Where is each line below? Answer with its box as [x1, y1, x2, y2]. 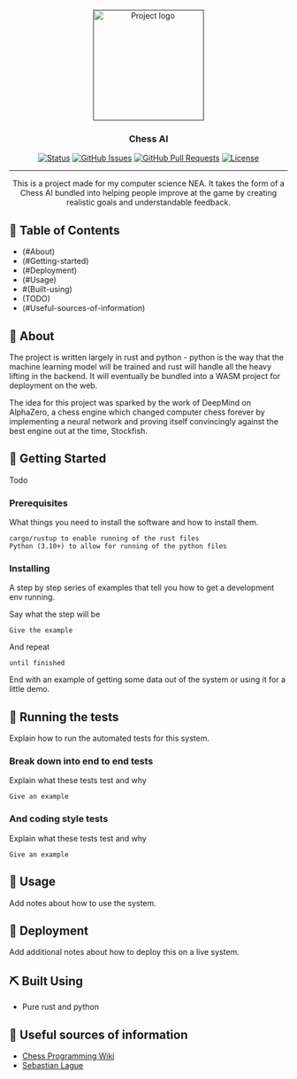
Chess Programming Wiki [21, 1051, 115, 1061]
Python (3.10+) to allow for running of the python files [9, 542, 227, 551]
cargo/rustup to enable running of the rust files [9, 534, 200, 543]
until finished [9, 659, 65, 668]
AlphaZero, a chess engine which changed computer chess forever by [9, 407, 265, 417]
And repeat [9, 641, 50, 652]
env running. [9, 592, 56, 602]
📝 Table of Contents [9, 222, 120, 237]
